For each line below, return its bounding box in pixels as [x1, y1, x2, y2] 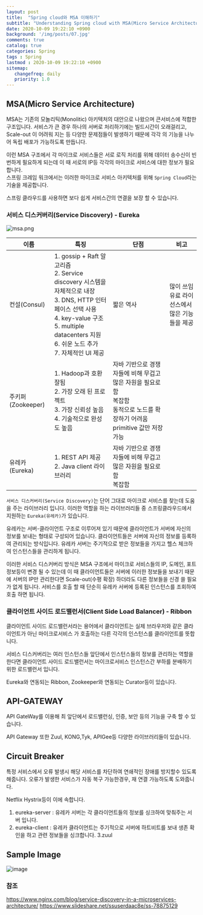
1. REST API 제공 [54, 453, 101, 461]
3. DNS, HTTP [54, 296, 94, 304]
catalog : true [6, 43, 42, 49]
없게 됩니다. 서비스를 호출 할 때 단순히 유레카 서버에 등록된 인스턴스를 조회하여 [12, 583, 196, 590]
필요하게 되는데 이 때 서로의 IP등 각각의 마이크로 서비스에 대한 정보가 [22, 158, 184, 166]
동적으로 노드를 [112, 406, 154, 414]
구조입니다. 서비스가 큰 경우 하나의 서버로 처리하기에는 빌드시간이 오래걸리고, [6, 123, 187, 130]
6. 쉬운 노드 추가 [54, 340, 98, 348]
